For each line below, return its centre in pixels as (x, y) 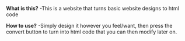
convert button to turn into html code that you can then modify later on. (92, 32)
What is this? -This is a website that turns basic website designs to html (92, 8)
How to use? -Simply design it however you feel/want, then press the (89, 26)
